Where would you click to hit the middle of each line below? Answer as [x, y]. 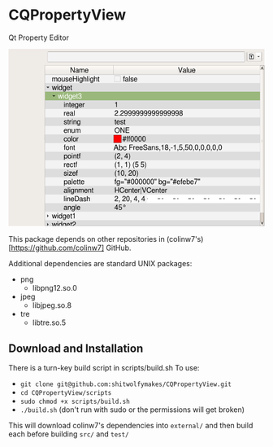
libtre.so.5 [49, 322]
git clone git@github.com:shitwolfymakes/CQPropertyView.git [126, 384]
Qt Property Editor [39, 37]
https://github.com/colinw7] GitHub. [71, 248]
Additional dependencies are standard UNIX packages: [100, 264]
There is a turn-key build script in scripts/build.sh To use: [104, 368]
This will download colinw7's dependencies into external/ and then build [131, 426]
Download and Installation [76, 348]
